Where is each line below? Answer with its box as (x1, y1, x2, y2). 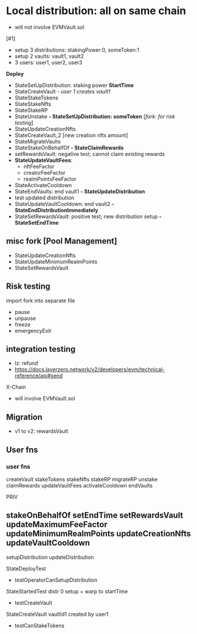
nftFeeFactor (23, 163, 55, 170)
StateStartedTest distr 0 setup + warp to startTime (6, 588, 128, 595)
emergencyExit (14, 327, 52, 334)
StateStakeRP (14, 106, 48, 114)
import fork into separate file (6, 297, 75, 304)
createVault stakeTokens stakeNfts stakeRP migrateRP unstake (6, 475, 158, 483)
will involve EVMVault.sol (14, 395, 75, 402)
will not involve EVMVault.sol (14, 24, 85, 31)
